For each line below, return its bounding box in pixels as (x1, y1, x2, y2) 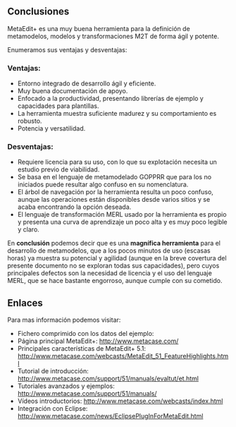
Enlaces (7, 296, 44, 309)
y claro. (17, 225, 40, 234)
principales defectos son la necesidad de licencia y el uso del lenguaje (7, 269, 213, 277)
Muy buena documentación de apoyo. (17, 87, 128, 95)
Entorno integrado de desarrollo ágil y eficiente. (17, 79, 156, 88)
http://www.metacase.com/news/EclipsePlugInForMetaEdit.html (17, 412, 204, 421)
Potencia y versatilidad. (17, 124, 86, 133)
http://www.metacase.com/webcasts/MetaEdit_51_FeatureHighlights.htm (17, 352, 229, 361)
